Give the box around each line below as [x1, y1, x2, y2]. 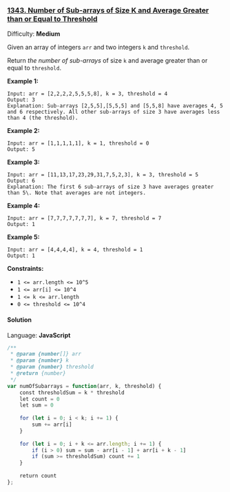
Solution [7, 316, 32, 324]
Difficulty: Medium [7, 30, 61, 38]
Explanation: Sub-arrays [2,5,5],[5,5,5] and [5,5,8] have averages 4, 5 [7, 103, 224, 110]
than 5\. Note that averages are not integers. [7, 189, 147, 196]
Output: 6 [7, 178, 36, 185]
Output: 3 [7, 96, 36, 103]
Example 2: [7, 127, 40, 135]
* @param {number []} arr [10, 351, 81, 358]
